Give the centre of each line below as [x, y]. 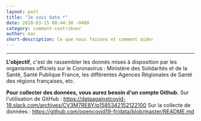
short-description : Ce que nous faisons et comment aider [80, 39]
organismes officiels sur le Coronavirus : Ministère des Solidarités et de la [97, 68]
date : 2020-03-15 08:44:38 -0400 [48, 23]
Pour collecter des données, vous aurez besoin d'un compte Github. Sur [98, 92]
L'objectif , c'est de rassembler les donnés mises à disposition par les [92, 62]
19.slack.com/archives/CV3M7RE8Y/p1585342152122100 [76, 105]
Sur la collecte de [169, 105]
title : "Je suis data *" [37, 17]
